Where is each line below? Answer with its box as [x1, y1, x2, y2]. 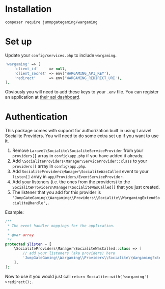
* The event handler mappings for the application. [7, 224, 115, 229]
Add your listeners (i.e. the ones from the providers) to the [12, 179, 130, 185]
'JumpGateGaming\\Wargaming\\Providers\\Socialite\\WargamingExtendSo [12, 196, 160, 201]
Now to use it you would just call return [5, 273, 85, 279]
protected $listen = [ [5, 242, 52, 247]
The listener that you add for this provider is [12, 189, 101, 195]
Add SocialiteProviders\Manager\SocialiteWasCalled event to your [12, 169, 149, 174]
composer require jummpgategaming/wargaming [5, 20, 98, 25]
